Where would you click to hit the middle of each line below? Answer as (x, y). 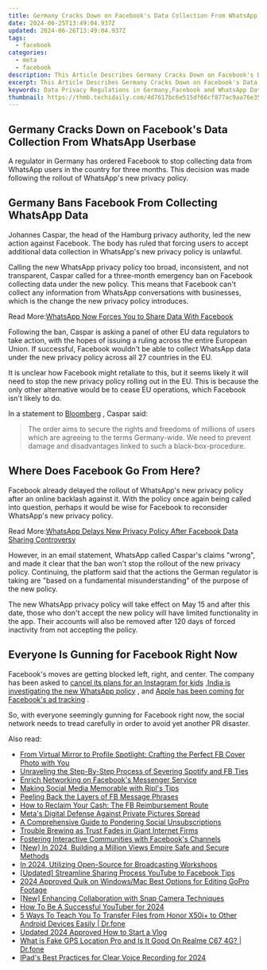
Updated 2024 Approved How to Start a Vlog (93, 932)
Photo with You (44, 763)
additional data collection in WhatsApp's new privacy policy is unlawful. (125, 251)
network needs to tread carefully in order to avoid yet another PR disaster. (129, 723)
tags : (17, 38)
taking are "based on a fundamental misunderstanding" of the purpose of (128, 580)
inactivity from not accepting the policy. (73, 630)
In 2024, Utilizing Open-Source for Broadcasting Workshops (118, 864)
